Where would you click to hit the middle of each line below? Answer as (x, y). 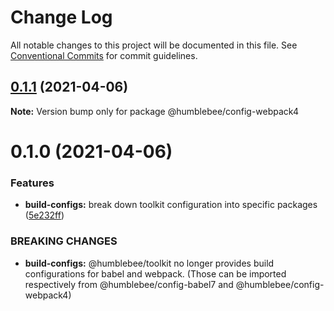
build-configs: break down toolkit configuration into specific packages (171, 205)
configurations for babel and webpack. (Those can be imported (155, 273)
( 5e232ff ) (44, 215)
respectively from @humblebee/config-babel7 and (129, 284)
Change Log (61, 17)
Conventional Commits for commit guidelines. (104, 55)
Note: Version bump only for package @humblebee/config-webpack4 (154, 111)
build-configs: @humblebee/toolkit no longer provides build (149, 263)
